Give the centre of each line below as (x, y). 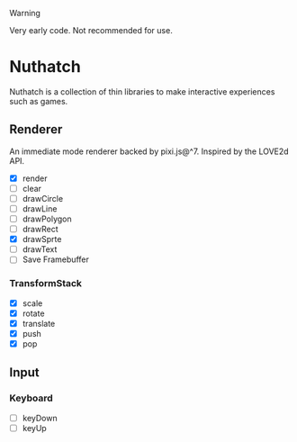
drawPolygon (47, 219)
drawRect (40, 230)
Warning (25, 13)
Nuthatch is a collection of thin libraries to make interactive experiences (142, 91)
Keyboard (31, 398)
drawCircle (43, 198)
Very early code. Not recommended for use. (91, 30)
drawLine (40, 208)
